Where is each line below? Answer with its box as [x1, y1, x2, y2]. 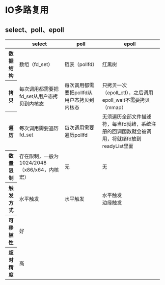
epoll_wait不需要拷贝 [102, 96, 150, 103]
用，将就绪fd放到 [102, 135, 141, 142]
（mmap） [102, 104, 127, 111]
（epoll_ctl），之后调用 [102, 89, 154, 96]
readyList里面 [102, 142, 134, 149]
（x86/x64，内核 [19, 167, 59, 173]
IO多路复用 [5, 4, 49, 16]
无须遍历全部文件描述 [102, 113, 152, 120]
